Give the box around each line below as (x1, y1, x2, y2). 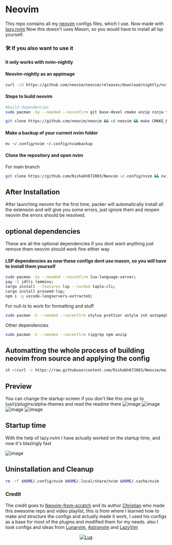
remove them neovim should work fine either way (5, 246, 110, 252)
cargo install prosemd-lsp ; (5, 288, 66, 294)
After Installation (5, 187, 60, 196)
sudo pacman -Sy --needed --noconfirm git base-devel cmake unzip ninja (5, 109, 164, 115)
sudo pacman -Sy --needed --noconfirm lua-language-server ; (5, 275, 137, 280)
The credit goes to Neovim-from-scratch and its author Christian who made (5, 502, 165, 508)
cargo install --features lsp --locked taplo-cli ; (5, 284, 116, 289)
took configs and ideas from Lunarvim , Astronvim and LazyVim (5, 524, 138, 530)
